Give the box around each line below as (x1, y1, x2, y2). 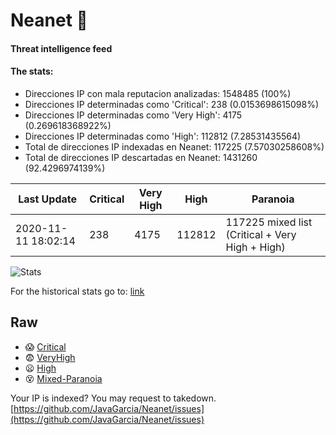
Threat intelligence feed (10, 42, 113, 54)
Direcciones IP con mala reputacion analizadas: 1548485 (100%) (24, 87, 292, 99)
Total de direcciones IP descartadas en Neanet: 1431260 (24, 151, 258, 163)
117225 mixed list (225, 215, 313, 229)
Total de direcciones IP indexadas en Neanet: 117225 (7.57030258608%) (24, 140, 325, 153)
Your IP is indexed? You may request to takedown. (10, 392, 217, 404)
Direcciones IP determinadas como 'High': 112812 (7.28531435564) (24, 130, 302, 142)
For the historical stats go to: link (10, 285, 145, 297)
